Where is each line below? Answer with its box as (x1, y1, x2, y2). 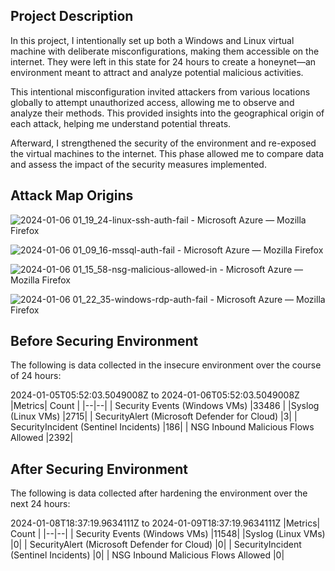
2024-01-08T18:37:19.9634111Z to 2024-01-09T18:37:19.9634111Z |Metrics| (10, 517, 321, 529)
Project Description (10, 8, 134, 25)
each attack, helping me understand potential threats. (10, 117, 232, 129)
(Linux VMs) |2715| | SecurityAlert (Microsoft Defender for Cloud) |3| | (10, 410, 298, 423)
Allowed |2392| (10, 432, 74, 444)
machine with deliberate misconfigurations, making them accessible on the (10, 45, 320, 57)
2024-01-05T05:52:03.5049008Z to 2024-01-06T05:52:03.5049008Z (10, 389, 300, 401)
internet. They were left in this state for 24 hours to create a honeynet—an (10, 55, 317, 68)
